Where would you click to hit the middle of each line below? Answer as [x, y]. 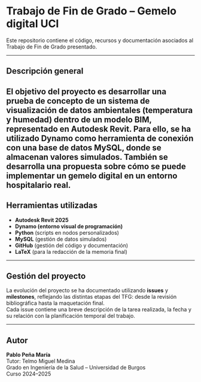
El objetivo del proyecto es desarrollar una [86, 91]
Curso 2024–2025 [29, 374]
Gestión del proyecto [46, 276]
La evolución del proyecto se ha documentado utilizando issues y [87, 290]
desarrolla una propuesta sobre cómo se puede [96, 166]
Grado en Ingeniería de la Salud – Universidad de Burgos [76, 368]
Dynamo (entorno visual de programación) [69, 226]
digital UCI [33, 24]
